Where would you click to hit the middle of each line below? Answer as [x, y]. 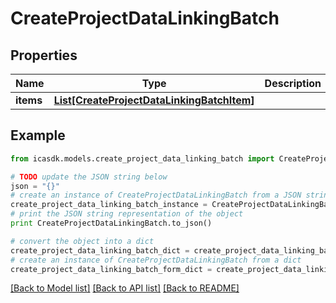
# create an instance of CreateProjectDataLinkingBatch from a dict [156, 260]
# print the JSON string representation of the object [127, 214]
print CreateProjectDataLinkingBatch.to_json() [111, 223]
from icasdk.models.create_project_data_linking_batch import [142, 158]
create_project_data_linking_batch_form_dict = [111, 269]
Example [38, 135]
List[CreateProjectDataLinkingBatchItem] [154, 100]
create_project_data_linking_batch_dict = [100, 250]
